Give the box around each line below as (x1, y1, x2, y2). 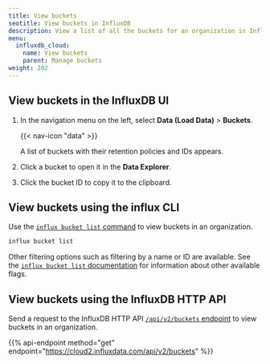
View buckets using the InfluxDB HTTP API (8, 292, 227, 306)
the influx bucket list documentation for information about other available (8, 260, 260, 270)
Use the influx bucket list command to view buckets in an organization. (8, 222, 253, 231)
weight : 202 (8, 64, 48, 72)
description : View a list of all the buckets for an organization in (8, 27, 247, 35)
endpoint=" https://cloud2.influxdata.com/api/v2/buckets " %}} (8, 346, 214, 356)
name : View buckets (22, 49, 88, 57)
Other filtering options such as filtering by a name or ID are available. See (8, 252, 251, 262)
